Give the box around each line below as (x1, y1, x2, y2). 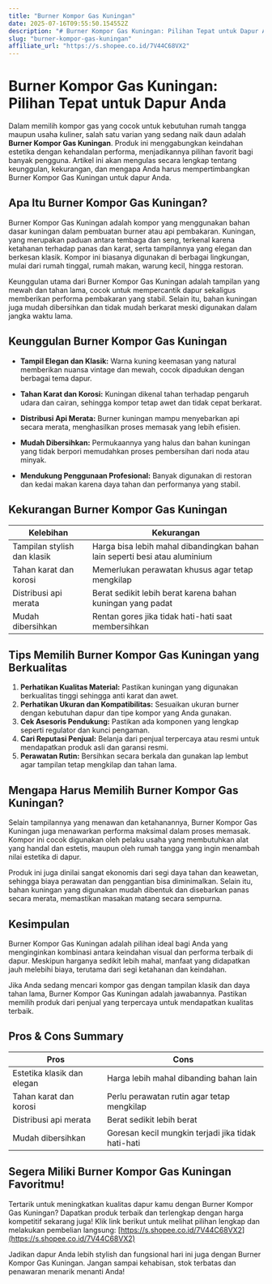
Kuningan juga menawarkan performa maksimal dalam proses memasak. (8, 827, 251, 836)
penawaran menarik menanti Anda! (8, 1266, 125, 1276)
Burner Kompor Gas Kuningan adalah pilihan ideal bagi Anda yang (8, 938, 228, 948)
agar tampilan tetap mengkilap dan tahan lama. (19, 760, 177, 770)
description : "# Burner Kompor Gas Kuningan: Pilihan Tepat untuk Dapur (8, 27, 259, 35)
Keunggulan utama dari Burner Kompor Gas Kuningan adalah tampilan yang (8, 277, 261, 286)
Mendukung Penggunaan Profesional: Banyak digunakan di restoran (19, 470, 253, 480)
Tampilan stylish (12, 540, 74, 552)
